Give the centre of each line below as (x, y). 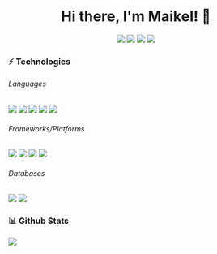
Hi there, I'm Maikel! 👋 (136, 17)
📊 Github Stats (38, 221)
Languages (28, 84)
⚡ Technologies (40, 62)
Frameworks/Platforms (47, 128)
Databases (27, 173)
